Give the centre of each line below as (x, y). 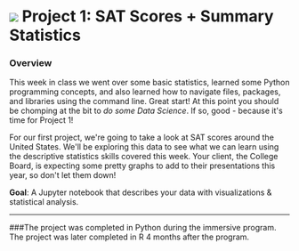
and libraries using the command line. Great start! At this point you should (144, 101)
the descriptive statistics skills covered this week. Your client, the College (144, 157)
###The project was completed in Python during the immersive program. (143, 228)
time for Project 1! (41, 120)
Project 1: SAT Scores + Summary (148, 16)
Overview (31, 63)
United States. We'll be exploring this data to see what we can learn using (144, 147)
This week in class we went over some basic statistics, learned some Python (149, 83)
